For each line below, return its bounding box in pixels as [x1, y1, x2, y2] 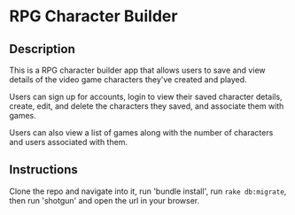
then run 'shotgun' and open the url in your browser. [9, 195, 200, 205]
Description [9, 42, 75, 57]
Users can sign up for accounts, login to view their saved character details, [9, 91, 283, 102]
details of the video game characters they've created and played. [9, 74, 247, 85]
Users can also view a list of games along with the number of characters [9, 127, 274, 138]
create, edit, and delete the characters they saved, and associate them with [9, 101, 284, 111]
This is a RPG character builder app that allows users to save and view [9, 65, 266, 75]
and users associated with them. [9, 137, 128, 147]
